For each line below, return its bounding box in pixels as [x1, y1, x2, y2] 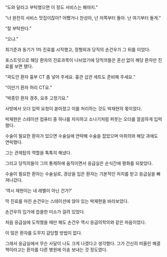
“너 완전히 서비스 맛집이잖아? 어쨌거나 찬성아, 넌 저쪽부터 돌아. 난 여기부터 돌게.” [5, 15, 161, 21]
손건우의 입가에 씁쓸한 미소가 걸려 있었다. [5, 209, 85, 215]
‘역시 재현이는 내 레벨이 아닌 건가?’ [5, 188, 72, 193]
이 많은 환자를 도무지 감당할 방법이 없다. [5, 230, 82, 236]
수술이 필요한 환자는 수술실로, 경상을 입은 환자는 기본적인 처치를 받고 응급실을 [5, 171, 156, 176]
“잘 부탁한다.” [5, 25, 31, 31]
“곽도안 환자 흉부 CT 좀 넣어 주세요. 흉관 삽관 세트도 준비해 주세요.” [5, 74, 136, 80]
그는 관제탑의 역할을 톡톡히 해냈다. [5, 150, 72, 156]
